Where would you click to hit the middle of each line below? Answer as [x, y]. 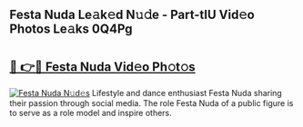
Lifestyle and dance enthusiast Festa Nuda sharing [187, 93]
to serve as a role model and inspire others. [91, 113]
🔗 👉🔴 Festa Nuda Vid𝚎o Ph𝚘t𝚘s [102, 67]
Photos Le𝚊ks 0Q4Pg [71, 29]
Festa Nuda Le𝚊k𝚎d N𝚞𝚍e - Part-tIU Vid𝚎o [132, 15]
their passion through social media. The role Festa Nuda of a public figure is [151, 103]
